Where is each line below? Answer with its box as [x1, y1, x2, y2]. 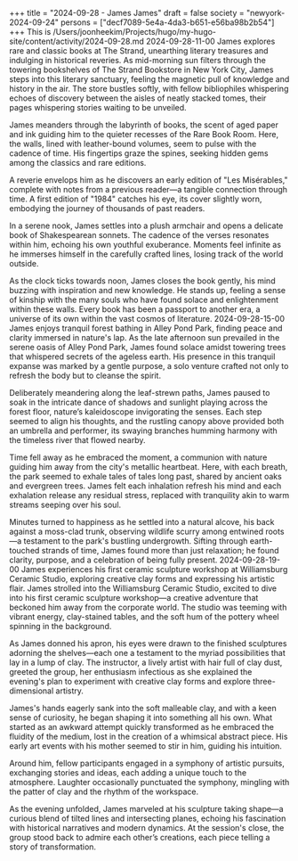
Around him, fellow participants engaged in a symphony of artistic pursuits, [9, 758, 285, 768]
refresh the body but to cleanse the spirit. [9, 370, 162, 381]
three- [252, 676, 276, 686]
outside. [9, 258, 39, 268]
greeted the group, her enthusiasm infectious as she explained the [9, 667, 253, 676]
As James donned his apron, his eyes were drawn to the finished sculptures [9, 638, 287, 649]
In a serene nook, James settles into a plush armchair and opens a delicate [9, 220, 284, 231]
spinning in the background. [9, 621, 112, 631]
